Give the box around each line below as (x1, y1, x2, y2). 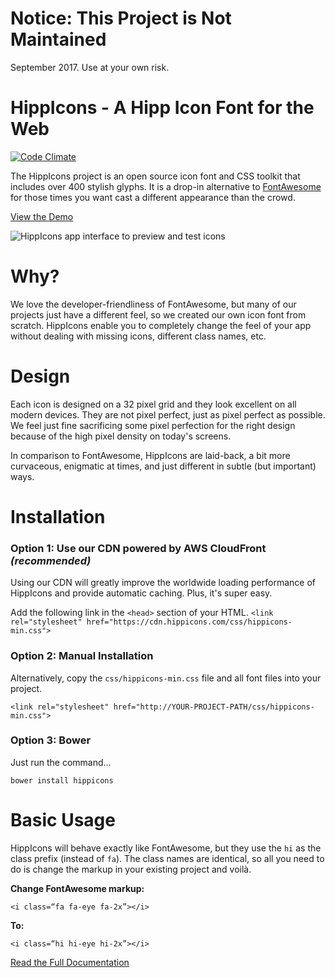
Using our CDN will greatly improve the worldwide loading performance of (10, 577, 316, 589)
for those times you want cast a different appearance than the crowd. (10, 191, 296, 203)
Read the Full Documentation (10, 956, 130, 968)
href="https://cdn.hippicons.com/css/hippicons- (86, 617, 293, 627)
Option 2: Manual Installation (10, 649, 154, 663)
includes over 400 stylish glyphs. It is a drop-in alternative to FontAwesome (10, 180, 322, 192)
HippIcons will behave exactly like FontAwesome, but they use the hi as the (10, 842, 322, 854)
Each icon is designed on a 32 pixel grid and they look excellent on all (10, 398, 297, 410)
